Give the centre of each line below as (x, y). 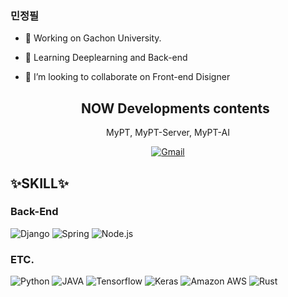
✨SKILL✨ (40, 183)
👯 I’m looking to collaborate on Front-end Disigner (127, 77)
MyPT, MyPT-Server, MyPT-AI (168, 133)
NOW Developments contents (175, 108)
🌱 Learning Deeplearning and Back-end (106, 58)
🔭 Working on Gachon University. (93, 38)
